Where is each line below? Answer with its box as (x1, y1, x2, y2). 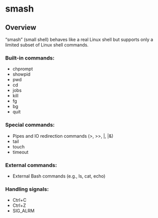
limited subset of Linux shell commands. (5, 42, 89, 48)
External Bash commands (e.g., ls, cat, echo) (12, 173, 106, 179)
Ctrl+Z (12, 202, 26, 208)
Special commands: (5, 122, 55, 129)
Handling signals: (5, 185, 49, 192)
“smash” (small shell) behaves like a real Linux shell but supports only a (5, 36, 153, 42)
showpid (12, 71, 31, 77)
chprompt (12, 66, 33, 72)
